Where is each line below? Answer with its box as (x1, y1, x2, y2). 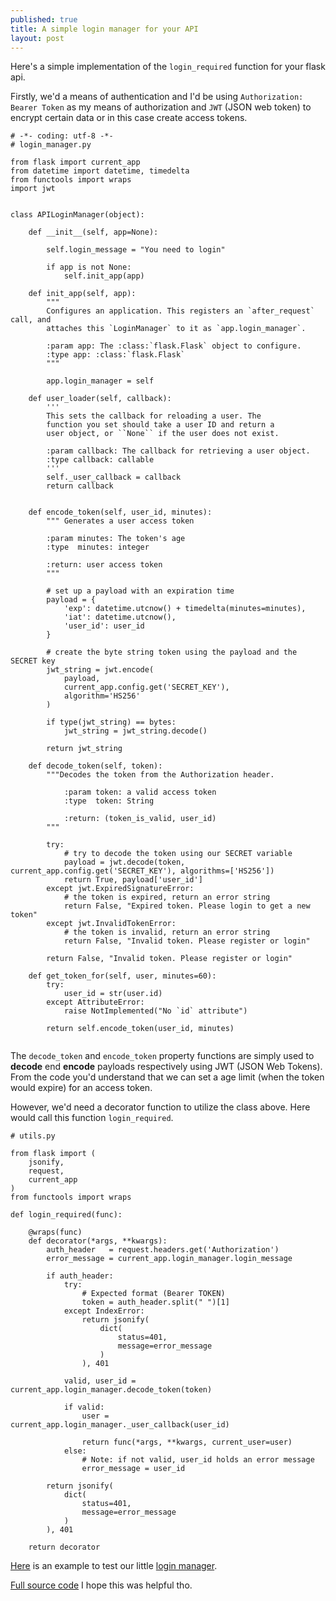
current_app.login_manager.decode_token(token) (10, 1385, 213, 1395)
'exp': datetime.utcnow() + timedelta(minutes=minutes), (63, 604, 307, 614)
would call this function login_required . (10, 1112, 174, 1124)
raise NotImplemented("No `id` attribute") (63, 1006, 248, 1016)
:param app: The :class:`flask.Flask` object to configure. (46, 341, 302, 351)
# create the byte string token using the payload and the (46, 647, 298, 658)
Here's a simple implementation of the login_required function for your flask (10, 61, 326, 73)
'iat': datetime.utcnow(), (63, 612, 177, 623)
